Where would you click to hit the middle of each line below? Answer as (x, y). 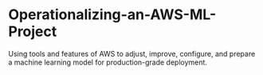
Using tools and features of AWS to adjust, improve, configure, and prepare (132, 53)
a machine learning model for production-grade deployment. (108, 62)
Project (33, 32)
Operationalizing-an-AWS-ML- (112, 15)
